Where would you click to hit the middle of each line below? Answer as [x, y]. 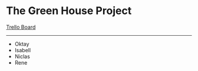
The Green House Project [69, 11]
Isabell [23, 50]
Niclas [22, 56]
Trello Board [21, 27]
